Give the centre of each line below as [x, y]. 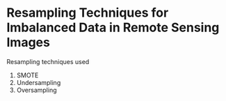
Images [28, 42]
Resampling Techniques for [88, 13]
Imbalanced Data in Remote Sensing [113, 28]
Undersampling [39, 82]
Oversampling [37, 90]
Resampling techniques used [48, 61]
